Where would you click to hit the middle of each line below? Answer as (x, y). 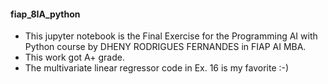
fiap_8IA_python (45, 14)
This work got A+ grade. (74, 57)
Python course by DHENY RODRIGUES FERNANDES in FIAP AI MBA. (165, 47)
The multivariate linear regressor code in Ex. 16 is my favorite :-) (157, 68)
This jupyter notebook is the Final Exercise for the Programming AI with (171, 36)
